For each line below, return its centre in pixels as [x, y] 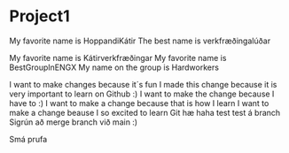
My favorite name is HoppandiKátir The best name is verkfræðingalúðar [140, 41]
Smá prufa [28, 139]
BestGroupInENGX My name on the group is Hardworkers [114, 67]
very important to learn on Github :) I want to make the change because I [142, 94]
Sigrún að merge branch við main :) [74, 122]
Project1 [40, 16]
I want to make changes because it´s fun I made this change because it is [143, 84]
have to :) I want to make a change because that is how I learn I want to [139, 103]
